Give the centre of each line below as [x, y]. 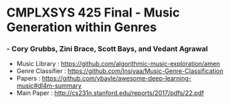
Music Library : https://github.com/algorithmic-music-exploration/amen [118, 64]
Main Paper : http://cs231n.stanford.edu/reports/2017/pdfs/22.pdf [110, 93]
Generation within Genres [82, 27]
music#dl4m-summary [49, 86]
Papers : [28, 79]
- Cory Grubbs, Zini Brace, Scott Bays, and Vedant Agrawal [107, 49]
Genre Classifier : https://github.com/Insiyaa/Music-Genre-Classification [120, 71]
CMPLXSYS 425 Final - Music [93, 13]
